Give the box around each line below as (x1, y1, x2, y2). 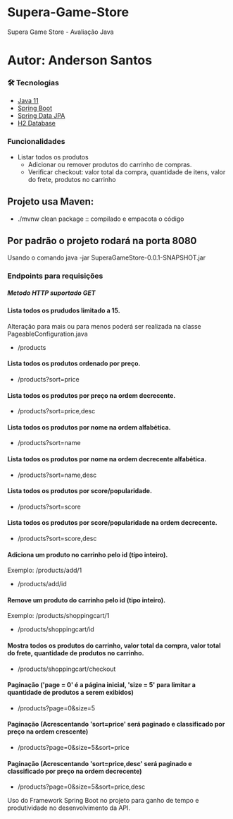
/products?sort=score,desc (17, 534, 97, 543)
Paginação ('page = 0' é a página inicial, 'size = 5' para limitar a (7, 681, 196, 689)
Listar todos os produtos (17, 152, 89, 161)
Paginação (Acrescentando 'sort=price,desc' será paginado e (7, 759, 192, 768)
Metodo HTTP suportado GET (7, 289, 96, 297)
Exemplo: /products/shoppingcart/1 (7, 612, 110, 620)
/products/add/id (17, 580, 67, 588)
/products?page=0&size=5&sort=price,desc (17, 782, 146, 791)
